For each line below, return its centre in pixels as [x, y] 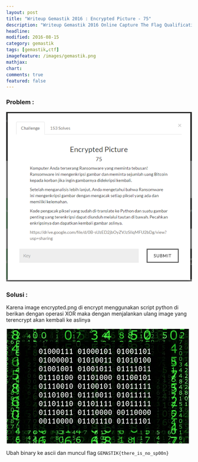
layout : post [22, 12]
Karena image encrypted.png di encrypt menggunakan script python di [92, 307]
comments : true [25, 75]
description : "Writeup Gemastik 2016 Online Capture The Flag [84, 25]
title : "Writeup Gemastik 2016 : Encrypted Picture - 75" [79, 19]
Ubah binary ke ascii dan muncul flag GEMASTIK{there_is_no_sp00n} [88, 453]
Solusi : [17, 295]
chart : [14, 68]
